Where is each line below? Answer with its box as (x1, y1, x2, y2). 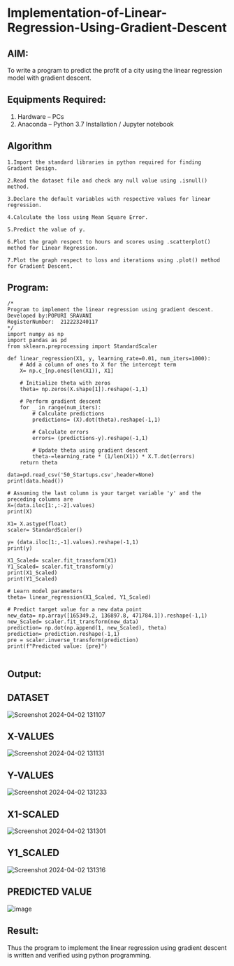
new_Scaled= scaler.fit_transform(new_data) (7, 618, 139, 625)
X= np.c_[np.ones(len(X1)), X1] (20, 367, 114, 375)
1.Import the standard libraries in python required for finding (7, 159, 201, 166)
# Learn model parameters (7, 588, 82, 595)
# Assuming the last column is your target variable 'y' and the (7, 490, 201, 497)
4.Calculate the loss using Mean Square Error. (7, 213, 149, 221)
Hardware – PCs (17, 112, 64, 120)
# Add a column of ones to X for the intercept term (20, 362, 177, 369)
